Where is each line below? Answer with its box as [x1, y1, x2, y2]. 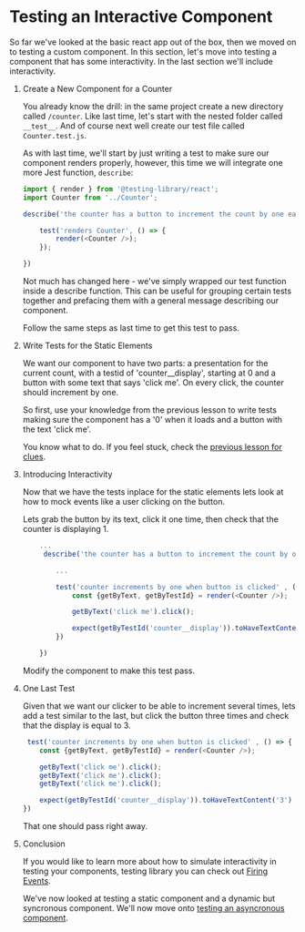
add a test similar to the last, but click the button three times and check [22, 710, 290, 721]
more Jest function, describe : [22, 167, 134, 178]
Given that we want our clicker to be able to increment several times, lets [22, 700, 296, 712]
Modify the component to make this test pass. [22, 665, 196, 676]
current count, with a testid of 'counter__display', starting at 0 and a [22, 367, 276, 379]
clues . [22, 451, 46, 462]
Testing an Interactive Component [9, 6, 273, 27]
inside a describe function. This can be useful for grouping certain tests [22, 285, 292, 297]
